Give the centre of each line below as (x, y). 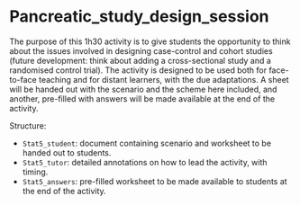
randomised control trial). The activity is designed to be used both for (138, 70)
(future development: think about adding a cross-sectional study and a (141, 60)
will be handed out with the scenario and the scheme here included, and (143, 89)
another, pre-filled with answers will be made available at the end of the (142, 98)
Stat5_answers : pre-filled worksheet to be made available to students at (155, 181)
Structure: (28, 125)
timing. (35, 172)
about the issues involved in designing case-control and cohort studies (141, 50)
